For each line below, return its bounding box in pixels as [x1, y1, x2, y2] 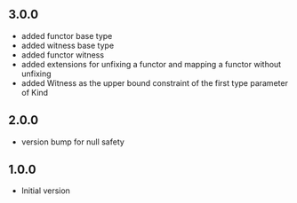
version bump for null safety [20, 137, 125, 147]
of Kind [20, 87, 49, 98]
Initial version [20, 185, 70, 196]
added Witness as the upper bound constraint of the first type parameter [20, 77, 288, 88]
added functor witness [20, 49, 104, 60]
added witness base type [20, 40, 115, 51]
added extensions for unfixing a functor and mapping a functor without [20, 59, 282, 69]
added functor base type [20, 30, 113, 41]
